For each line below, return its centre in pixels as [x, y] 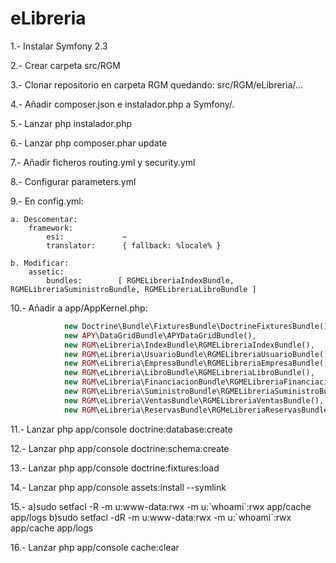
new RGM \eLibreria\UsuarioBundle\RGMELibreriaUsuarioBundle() [196, 354]
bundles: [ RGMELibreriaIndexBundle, [140, 280]
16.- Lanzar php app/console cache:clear [95, 547]
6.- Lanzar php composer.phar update [89, 143]
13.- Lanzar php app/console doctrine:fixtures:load [115, 468]
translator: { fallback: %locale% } [134, 245]
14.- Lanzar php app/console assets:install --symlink [118, 487]
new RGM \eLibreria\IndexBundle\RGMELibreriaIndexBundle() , [189, 345]
